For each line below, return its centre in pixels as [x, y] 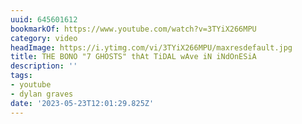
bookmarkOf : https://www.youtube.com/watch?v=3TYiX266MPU [133, 29]
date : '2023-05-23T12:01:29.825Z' [82, 103]
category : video [44, 38]
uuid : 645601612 [44, 19]
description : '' [44, 66]
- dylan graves [42, 94]
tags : [21, 76]
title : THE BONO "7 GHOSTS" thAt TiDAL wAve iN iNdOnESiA [133, 57]
